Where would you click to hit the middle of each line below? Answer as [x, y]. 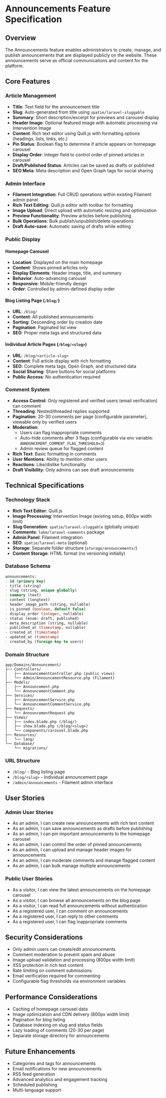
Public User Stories [29, 879]
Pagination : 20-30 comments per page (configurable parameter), [80, 417]
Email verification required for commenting [56, 976]
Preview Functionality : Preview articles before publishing [72, 215]
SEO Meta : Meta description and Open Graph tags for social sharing [83, 170]
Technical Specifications [45, 485]
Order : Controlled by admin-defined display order [63, 289]
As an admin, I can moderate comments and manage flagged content [84, 860]
